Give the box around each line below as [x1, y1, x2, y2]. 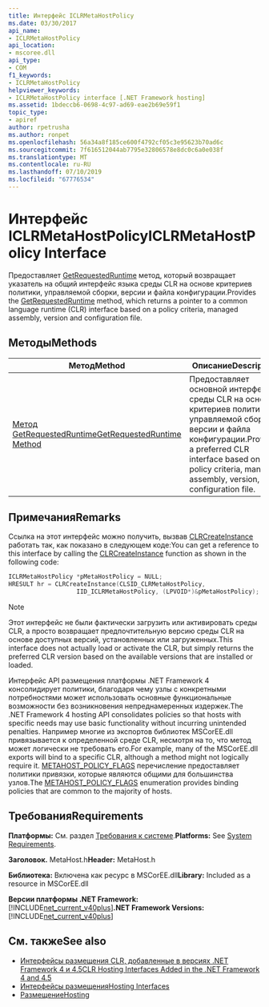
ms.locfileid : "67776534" [8, 175, 94, 184]
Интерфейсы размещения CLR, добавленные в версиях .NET [19, 956, 229, 965]
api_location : [8, 42, 56, 50]
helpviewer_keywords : [8, 86, 81, 94]
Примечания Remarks [8, 511, 122, 524]
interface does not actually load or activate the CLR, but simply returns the [8, 644, 254, 653]
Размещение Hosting [19, 989, 90, 999]
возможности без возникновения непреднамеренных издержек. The [8, 701, 243, 711]
